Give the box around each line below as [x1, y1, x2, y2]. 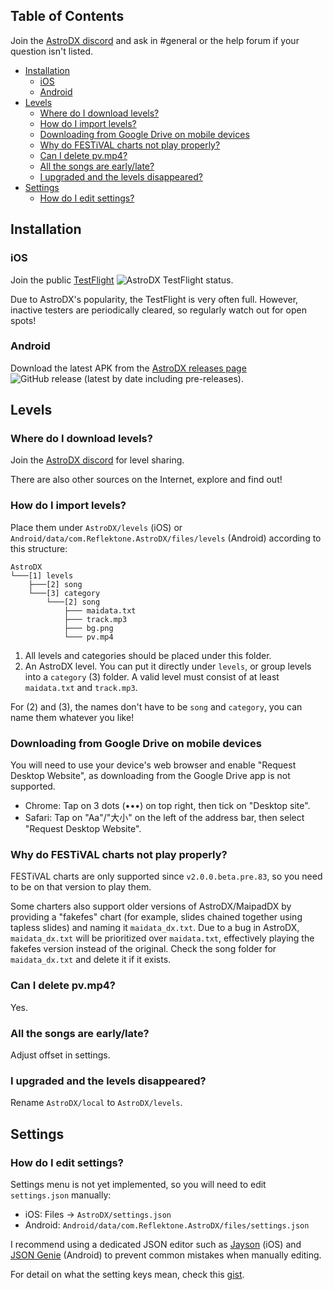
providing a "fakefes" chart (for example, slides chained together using [10, 911, 303, 923]
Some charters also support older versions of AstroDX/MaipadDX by [10, 900, 292, 913]
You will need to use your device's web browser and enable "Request [10, 759, 297, 771]
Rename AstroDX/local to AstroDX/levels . [10, 1097, 183, 1109]
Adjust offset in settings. [10, 1049, 111, 1061]
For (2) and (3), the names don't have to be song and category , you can [10, 700, 303, 713]
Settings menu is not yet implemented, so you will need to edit [10, 1178, 267, 1190]
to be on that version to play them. [10, 881, 152, 893]
